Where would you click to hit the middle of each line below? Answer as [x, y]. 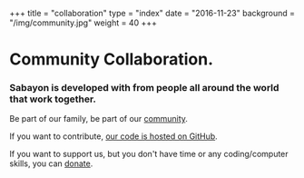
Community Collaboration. [112, 59]
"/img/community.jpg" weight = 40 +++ [83, 23]
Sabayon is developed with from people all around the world [144, 88]
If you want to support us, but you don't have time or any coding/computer [149, 154]
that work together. [53, 99]
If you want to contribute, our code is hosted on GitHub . [113, 136]
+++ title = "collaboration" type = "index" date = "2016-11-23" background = [152, 13]
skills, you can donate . [51, 163]
